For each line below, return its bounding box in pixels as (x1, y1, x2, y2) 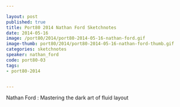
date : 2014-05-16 (6, 30, 49, 36)
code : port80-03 (6, 57, 46, 63)
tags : (6, 63, 19, 68)
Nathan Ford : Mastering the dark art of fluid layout (6, 94, 129, 101)
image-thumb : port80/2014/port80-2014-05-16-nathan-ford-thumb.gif (6, 41, 175, 47)
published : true (6, 19, 46, 25)
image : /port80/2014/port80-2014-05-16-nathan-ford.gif (6, 36, 145, 42)
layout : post (6, 13, 38, 19)
